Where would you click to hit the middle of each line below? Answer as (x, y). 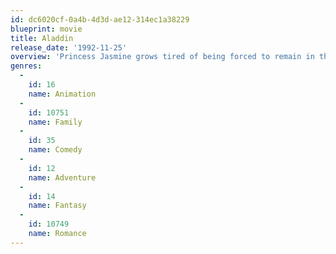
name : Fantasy (57, 206)
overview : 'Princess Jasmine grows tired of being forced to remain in (162, 57)
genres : (26, 66)
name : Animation (62, 94)
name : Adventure (62, 177)
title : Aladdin (42, 38)
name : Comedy (55, 150)
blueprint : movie (46, 29)
